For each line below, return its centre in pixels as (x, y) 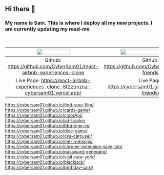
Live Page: (28, 80)
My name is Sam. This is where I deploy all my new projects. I (79, 23)
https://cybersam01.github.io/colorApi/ (44, 115)
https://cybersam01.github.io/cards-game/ (48, 110)
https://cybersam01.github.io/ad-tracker (45, 120)
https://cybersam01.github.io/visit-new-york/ (50, 157)
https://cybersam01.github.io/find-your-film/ (50, 105)
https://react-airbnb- (66, 80)
